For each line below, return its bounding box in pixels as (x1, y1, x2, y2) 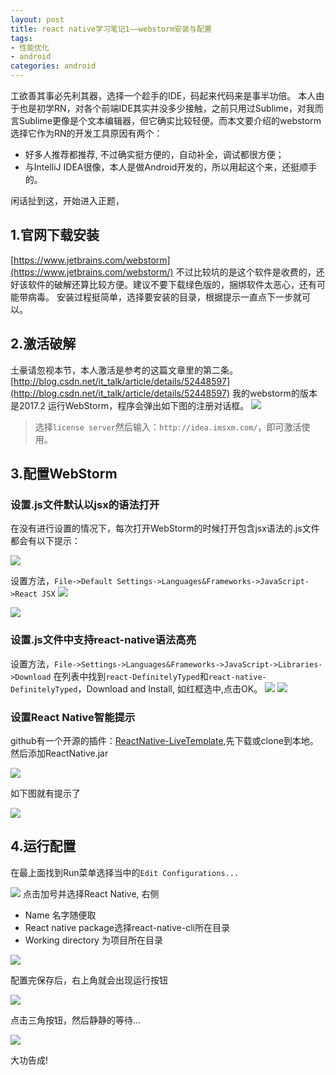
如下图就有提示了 (10, 787, 81, 799)
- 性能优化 (10, 42, 50, 53)
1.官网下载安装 (10, 227, 100, 244)
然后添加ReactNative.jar (10, 747, 109, 759)
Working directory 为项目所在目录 (24, 934, 163, 946)
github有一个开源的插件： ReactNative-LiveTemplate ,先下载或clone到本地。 (10, 734, 319, 746)
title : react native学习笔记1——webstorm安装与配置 (10, 24, 212, 34)
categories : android (10, 61, 97, 71)
